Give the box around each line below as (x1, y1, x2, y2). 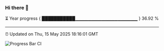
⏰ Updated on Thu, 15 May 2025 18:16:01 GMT (5, 31, 99, 37)
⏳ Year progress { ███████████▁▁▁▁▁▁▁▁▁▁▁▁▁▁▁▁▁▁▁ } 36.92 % (5, 15, 159, 21)
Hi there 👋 (5, 4, 29, 11)
